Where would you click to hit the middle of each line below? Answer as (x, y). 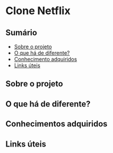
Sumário (21, 33)
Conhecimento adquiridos (45, 59)
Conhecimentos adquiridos (56, 124)
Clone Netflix (38, 11)
